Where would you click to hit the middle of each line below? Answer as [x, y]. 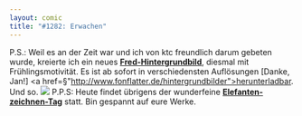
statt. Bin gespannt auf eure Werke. [131, 101]
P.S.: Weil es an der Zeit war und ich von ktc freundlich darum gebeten [141, 52]
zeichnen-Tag [36, 101]
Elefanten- [243, 92]
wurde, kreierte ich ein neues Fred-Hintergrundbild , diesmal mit [129, 62]
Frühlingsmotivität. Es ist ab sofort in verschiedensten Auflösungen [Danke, [150, 71]
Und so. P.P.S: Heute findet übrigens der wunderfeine [115, 92]
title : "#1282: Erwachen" [58, 26]
